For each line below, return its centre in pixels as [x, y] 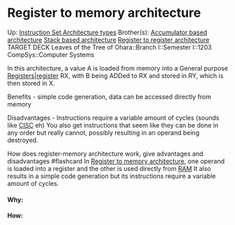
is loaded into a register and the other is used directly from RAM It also [109, 168]
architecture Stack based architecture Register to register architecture [108, 39]
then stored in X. [31, 83]
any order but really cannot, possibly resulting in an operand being [103, 132]
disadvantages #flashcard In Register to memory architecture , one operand [116, 161]
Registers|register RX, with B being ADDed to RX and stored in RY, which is [115, 76]
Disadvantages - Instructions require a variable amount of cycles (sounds [113, 118]
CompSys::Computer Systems [51, 55]
